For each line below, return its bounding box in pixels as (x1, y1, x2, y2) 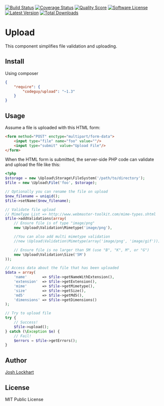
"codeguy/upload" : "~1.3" (22, 89, 76, 94)
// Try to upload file (5, 311, 51, 316)
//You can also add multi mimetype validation (14, 234, 110, 239)
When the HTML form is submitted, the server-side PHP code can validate (5, 157, 154, 163)
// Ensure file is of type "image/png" (14, 221, 95, 226)
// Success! (14, 320, 38, 325)
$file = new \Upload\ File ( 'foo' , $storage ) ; (5, 180, 97, 186)
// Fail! (14, 334, 32, 338)
